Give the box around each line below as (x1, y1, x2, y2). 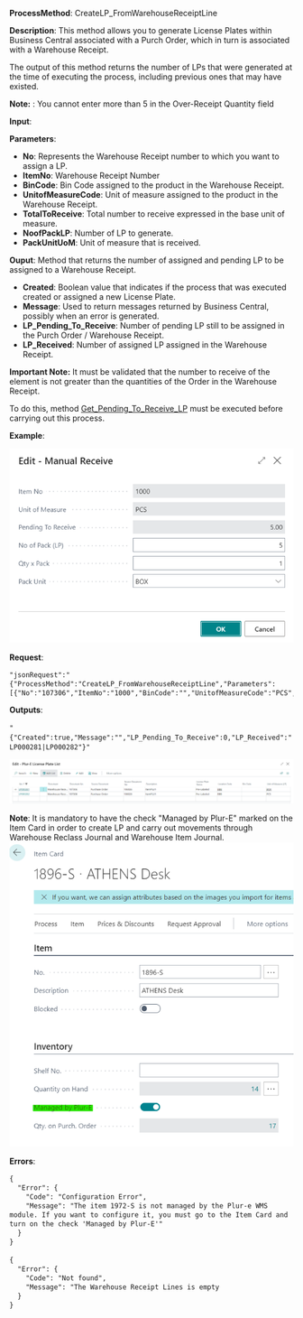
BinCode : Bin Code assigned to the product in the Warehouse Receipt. (22, 180, 285, 190)
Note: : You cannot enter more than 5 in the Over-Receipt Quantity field (9, 98, 275, 109)
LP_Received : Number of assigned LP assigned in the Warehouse (22, 339, 268, 350)
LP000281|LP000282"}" (9, 743, 91, 752)
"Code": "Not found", (25, 1273, 106, 1283)
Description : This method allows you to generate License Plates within (9, 25, 272, 35)
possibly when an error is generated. (22, 311, 160, 321)
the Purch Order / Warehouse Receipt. (22, 329, 165, 340)
